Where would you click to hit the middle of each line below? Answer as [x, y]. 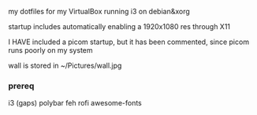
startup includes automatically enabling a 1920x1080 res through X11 [119, 26]
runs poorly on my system [50, 50]
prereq [21, 86]
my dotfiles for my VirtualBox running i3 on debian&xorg [99, 11]
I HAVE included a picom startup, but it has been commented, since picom [129, 42]
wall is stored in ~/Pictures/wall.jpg [65, 65]
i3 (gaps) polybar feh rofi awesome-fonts [75, 103]
